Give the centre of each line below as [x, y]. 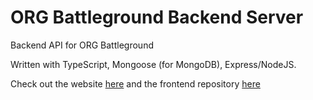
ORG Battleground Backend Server [157, 17]
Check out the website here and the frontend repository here [135, 83]
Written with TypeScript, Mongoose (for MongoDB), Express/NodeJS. [153, 64]
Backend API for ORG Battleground [82, 45]
